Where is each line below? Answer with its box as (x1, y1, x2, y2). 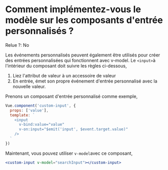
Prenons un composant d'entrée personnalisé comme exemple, (5, 93, 138, 99)
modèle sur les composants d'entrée (5, 14, 163, 26)
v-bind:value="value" (18, 122, 65, 127)
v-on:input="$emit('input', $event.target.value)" (18, 127, 128, 132)
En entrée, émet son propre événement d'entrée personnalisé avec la (12, 78, 157, 84)
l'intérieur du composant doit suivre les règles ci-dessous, (5, 63, 127, 69)
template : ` (10, 112, 36, 118)
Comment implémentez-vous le (5, 4, 141, 15)
